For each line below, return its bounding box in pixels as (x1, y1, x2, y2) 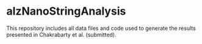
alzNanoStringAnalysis (6, 4, 126, 18)
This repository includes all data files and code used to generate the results (6, 24, 197, 32)
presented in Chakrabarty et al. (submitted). (6, 31, 117, 38)
